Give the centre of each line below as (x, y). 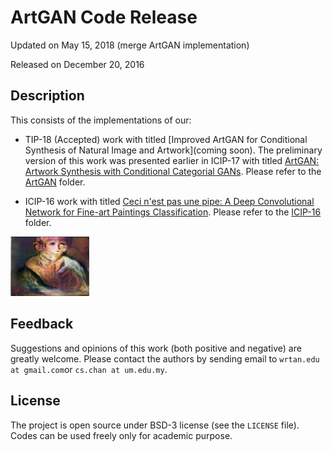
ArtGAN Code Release (104, 17)
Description (47, 96)
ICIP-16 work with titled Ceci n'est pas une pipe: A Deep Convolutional (169, 201)
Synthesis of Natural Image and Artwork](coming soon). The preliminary (173, 150)
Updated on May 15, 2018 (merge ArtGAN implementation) (130, 45)
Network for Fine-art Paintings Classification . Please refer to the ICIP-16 (173, 212)
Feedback (42, 324)
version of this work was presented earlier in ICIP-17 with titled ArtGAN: (172, 160)
